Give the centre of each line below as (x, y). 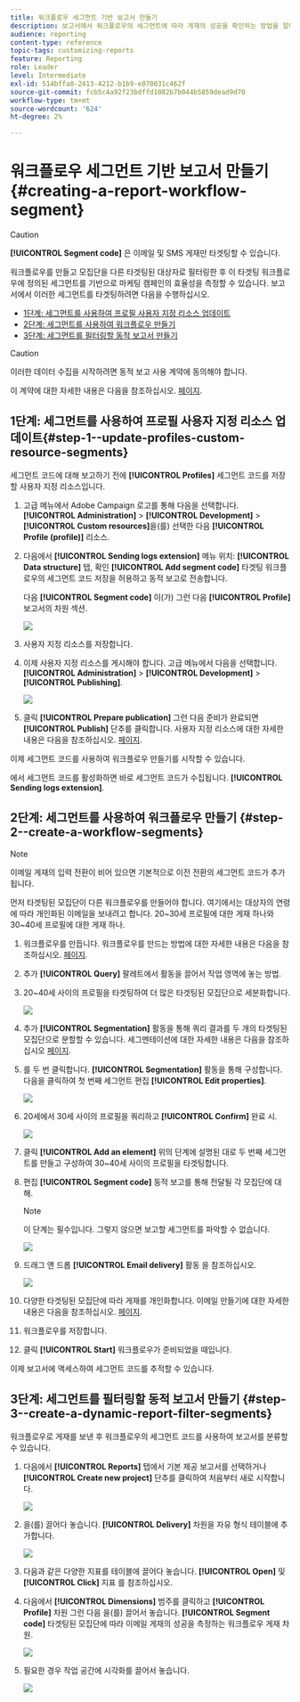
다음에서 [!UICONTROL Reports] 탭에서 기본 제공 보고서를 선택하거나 (145, 1466)
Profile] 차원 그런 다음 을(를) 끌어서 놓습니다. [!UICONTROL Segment (146, 1612)
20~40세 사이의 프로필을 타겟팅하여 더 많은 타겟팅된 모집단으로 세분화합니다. (157, 992)
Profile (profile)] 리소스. (66, 536)
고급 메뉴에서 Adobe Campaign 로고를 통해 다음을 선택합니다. (131, 505)
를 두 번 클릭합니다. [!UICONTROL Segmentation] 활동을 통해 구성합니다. (153, 1069)
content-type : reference (56, 42)
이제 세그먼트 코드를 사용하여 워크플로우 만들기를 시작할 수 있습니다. (128, 758)
